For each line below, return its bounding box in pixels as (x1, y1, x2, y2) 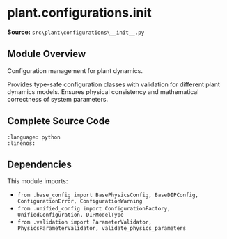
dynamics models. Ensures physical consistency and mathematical (7, 87, 199, 95)
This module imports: (7, 177, 68, 185)
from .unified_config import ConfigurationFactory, (17, 206, 171, 213)
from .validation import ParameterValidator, (17, 219, 152, 226)
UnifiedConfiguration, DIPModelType (17, 211, 124, 219)
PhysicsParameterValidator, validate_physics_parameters (17, 225, 187, 232)
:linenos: (7, 139, 36, 147)
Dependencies (7, 158, 72, 170)
